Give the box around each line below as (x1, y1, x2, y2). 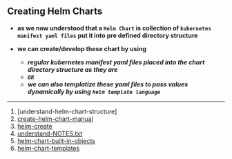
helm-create (17, 122, 53, 130)
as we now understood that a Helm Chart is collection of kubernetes (17, 24, 212, 32)
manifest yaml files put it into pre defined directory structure (17, 31, 198, 39)
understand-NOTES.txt (17, 129, 83, 138)
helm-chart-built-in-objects (17, 136, 95, 144)
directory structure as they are (27, 65, 118, 73)
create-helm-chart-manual (17, 114, 93, 123)
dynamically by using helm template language (27, 87, 161, 95)
